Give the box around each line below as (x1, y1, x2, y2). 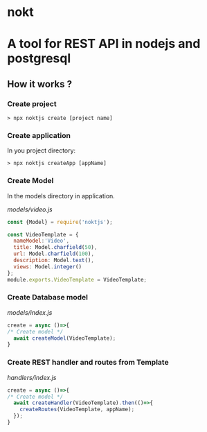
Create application (7, 130, 71, 140)
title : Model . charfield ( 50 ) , (13, 244, 98, 251)
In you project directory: (7, 146, 76, 155)
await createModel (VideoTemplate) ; (13, 334, 116, 342)
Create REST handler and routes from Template (7, 358, 169, 368)
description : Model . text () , (13, 257, 95, 264)
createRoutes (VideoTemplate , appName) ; (19, 406, 135, 413)
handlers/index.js (7, 373, 57, 381)
